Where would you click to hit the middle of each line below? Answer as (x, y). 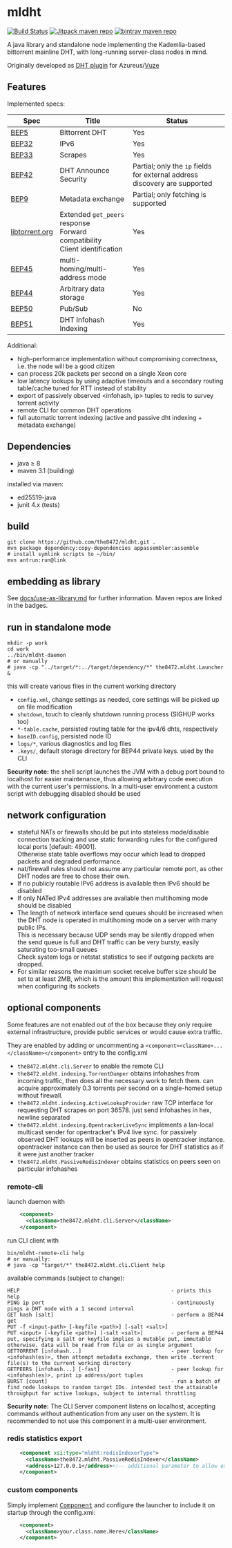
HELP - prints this (109, 1290)
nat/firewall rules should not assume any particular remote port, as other (120, 868)
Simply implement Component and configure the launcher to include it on (111, 1505)
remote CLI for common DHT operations (74, 410)
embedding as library (54, 581)
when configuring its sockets (58, 986)
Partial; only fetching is (170, 194)
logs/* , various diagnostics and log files (74, 744)
